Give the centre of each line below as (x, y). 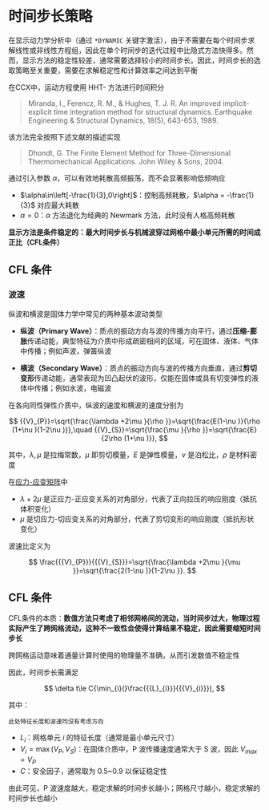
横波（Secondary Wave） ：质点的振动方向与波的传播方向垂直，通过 (131, 368)
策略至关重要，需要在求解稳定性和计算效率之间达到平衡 (106, 70)
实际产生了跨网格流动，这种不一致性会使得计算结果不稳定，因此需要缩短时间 (134, 628)
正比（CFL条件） (36, 242)
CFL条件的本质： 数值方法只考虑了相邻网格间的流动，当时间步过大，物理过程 (134, 618)
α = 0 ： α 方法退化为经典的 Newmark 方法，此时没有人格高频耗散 (127, 215)
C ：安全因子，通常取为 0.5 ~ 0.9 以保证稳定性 (93, 771)
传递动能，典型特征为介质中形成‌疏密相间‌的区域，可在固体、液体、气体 (143, 341)
